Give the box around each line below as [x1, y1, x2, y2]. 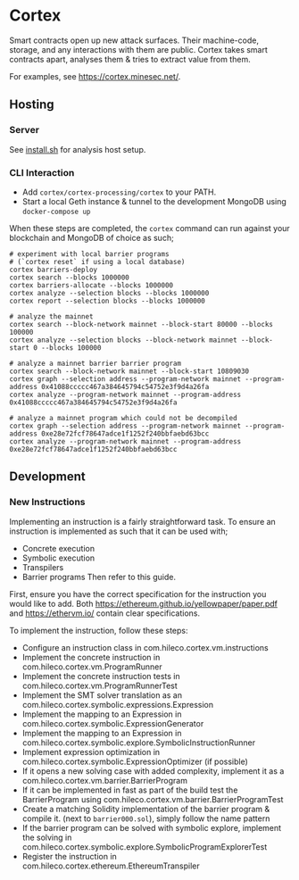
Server [9, 124, 40, 137]
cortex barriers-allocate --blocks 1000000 [9, 280, 174, 290]
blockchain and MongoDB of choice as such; [9, 232, 174, 243]
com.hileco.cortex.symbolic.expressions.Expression [21, 699, 214, 710]
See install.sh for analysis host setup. [9, 144, 146, 154]
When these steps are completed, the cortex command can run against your [9, 222, 290, 233]
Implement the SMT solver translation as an [21, 689, 183, 701]
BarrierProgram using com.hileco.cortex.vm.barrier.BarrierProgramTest [21, 793, 284, 804]
